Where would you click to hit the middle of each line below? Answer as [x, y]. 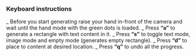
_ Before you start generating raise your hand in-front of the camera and [94, 22]
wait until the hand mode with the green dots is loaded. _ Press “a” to [91, 28]
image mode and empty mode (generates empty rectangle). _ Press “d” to [97, 41]
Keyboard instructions [39, 9]
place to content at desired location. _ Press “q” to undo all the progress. [95, 47]
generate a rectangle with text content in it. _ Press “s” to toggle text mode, [98, 34]
